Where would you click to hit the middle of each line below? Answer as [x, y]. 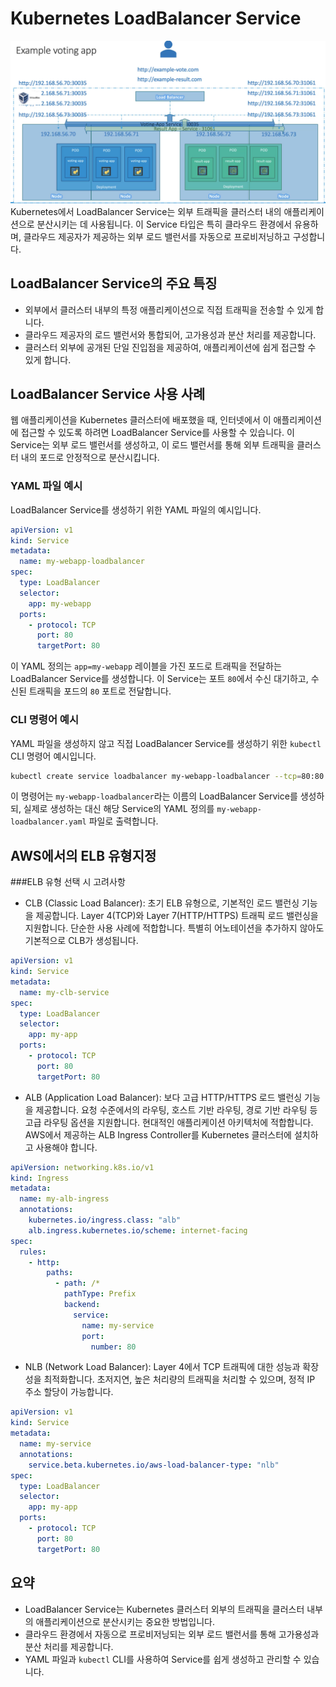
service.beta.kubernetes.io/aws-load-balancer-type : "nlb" [154, 1465]
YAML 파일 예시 [46, 486]
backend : [82, 1305]
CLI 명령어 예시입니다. [53, 756]
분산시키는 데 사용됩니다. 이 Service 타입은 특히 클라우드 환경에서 [164, 224]
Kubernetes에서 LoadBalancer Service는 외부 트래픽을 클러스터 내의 [146, 211]
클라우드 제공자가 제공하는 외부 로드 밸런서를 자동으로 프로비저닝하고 [157, 236]
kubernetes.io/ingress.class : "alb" [105, 1220]
